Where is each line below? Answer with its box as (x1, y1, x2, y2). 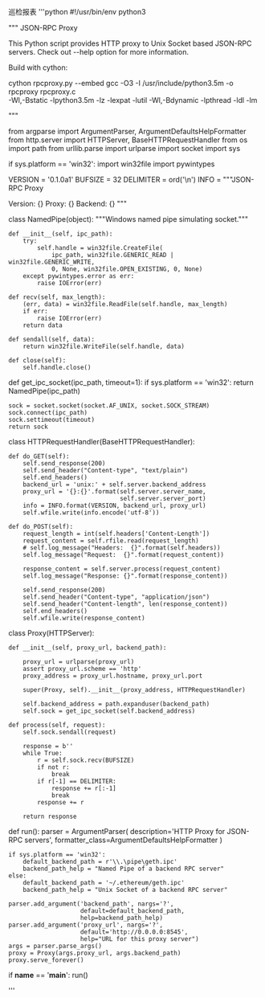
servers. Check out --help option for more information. (8, 47, 189, 56)
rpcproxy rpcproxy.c (8, 87, 76, 96)
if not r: (37, 763, 70, 771)
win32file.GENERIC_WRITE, (8, 258, 95, 266)
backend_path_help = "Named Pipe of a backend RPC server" (22, 865, 225, 873)
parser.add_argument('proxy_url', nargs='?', (8, 921, 163, 929)
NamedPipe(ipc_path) (8, 387, 80, 395)
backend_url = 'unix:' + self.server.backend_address (22, 481, 206, 489)
